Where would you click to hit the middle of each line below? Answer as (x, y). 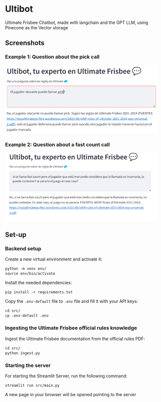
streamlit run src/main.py (32, 385)
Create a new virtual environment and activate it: (54, 259)
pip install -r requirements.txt (39, 292)
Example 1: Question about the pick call (52, 57)
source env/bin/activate (30, 274)
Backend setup (23, 248)
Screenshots (25, 43)
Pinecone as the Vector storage (36, 27)
